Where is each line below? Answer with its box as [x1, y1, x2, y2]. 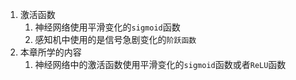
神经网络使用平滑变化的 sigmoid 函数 [34, 21, 181, 33]
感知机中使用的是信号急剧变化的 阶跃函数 [34, 34, 197, 45]
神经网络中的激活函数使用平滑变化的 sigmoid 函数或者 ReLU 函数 [34, 59, 287, 70]
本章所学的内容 [19, 46, 82, 58]
